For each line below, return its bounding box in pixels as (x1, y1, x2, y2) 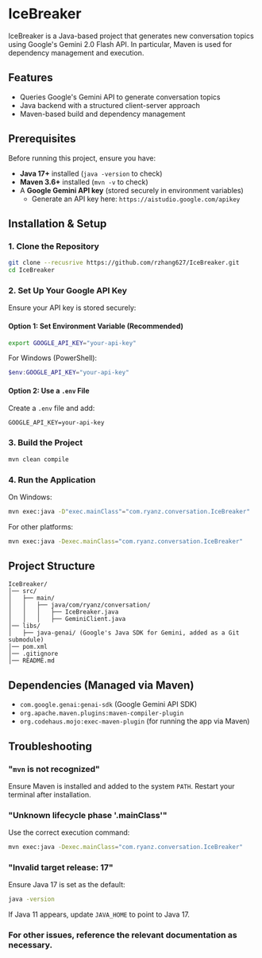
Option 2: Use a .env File (8, 386, 90, 395)
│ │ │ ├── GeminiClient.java (8, 615, 126, 623)
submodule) (8, 636, 44, 644)
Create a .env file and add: (8, 403, 95, 413)
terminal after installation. (8, 789, 91, 799)
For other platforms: (8, 522, 74, 531)
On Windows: (8, 492, 52, 502)
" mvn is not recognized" (8, 763, 101, 774)
